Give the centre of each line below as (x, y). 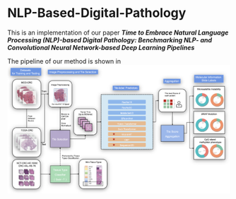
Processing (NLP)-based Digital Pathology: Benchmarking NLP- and (110, 40)
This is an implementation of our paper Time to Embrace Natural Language (118, 32)
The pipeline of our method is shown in (64, 61)
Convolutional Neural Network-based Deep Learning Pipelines (101, 47)
